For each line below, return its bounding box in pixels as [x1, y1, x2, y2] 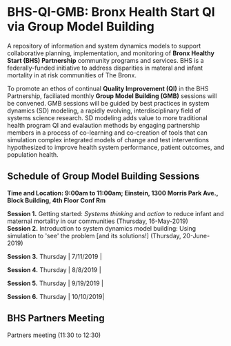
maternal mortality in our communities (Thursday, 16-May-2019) [7, 217, 188, 225]
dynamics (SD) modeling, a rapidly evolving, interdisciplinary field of [7, 106, 201, 115]
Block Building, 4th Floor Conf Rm [7, 196, 106, 204]
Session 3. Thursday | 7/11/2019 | [7, 252, 102, 260]
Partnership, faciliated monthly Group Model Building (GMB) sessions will [7, 91, 217, 100]
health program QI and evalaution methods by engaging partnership [7, 121, 200, 129]
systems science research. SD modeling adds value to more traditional [7, 113, 208, 122]
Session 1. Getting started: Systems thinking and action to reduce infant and [7, 209, 224, 218]
